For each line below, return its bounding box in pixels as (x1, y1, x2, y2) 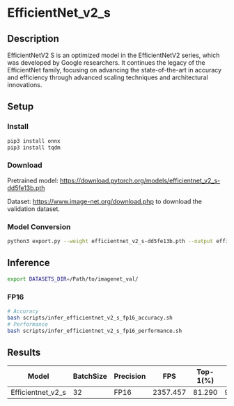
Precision (114, 371, 146, 381)
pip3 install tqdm (7, 144, 61, 151)
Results (7, 346, 41, 358)
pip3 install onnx (7, 137, 61, 144)
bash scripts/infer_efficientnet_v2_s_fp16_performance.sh (7, 327, 182, 334)
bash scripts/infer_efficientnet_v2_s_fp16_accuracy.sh (7, 314, 173, 321)
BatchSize (72, 371, 108, 381)
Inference (7, 257, 50, 269)
